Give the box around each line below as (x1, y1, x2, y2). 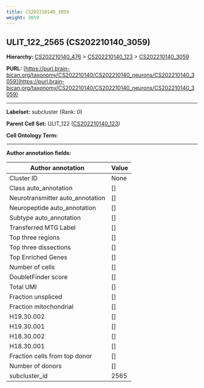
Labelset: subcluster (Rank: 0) (6, 108, 83, 116)
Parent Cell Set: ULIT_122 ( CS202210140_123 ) (6, 120, 120, 128)
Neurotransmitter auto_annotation (9, 194, 106, 203)
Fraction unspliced (9, 293, 63, 301)
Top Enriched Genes (9, 253, 68, 262)
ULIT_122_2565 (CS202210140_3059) (6, 37, 151, 47)
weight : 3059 (6, 15, 39, 21)
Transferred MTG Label (9, 223, 76, 232)
